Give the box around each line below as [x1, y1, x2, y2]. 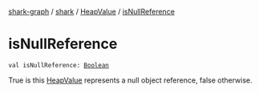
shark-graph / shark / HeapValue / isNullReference [8, 7, 175, 16]
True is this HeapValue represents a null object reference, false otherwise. [8, 75, 253, 85]
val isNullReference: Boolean [8, 61, 110, 69]
